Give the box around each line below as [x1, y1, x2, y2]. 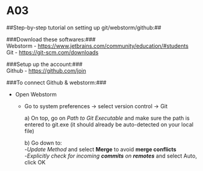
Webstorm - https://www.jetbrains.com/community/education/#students [6, 42, 189, 49]
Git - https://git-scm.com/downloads [6, 48, 99, 56]
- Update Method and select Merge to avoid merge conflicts [24, 145, 177, 153]
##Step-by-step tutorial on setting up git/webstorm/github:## [6, 24, 161, 31]
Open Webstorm [15, 90, 57, 98]
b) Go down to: [24, 139, 62, 147]
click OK [24, 158, 46, 166]
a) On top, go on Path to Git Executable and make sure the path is [24, 114, 190, 122]
